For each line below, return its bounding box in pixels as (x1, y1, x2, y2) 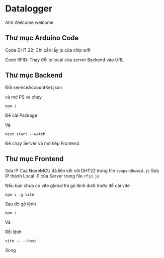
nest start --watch (5, 131, 46, 137)
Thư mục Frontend (5, 155, 64, 163)
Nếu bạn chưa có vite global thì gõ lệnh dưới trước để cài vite (5, 182, 130, 189)
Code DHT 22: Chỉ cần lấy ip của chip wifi (5, 47, 91, 53)
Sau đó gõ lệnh (5, 201, 36, 207)
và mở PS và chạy (5, 94, 42, 100)
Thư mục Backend (5, 71, 63, 80)
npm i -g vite (5, 192, 35, 197)
